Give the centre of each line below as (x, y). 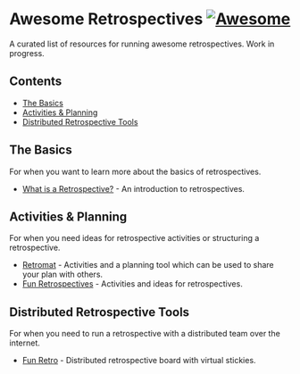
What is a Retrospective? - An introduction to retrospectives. (133, 188)
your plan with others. (62, 274)
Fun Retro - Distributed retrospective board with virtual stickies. (139, 361)
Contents (36, 82)
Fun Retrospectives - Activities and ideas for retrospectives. (132, 284)
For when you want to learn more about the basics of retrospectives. (135, 171)
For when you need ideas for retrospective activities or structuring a (134, 238)
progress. (27, 53)
